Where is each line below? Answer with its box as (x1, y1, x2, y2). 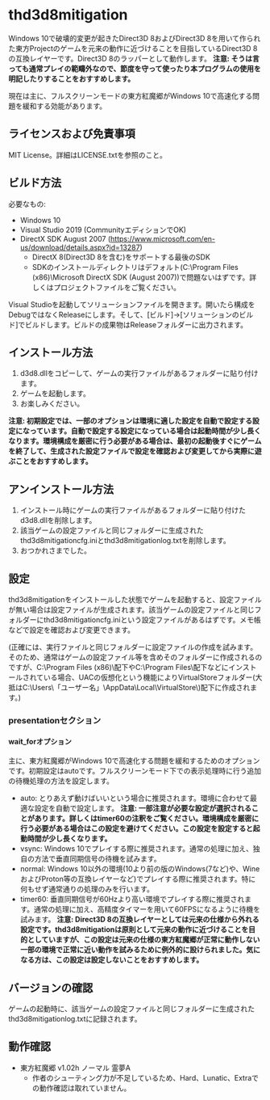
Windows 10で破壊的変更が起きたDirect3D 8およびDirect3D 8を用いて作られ (8, 33, 261, 43)
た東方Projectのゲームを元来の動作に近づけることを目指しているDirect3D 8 (8, 43, 258, 53)
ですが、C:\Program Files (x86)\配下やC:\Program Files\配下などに (8, 663, 229, 672)
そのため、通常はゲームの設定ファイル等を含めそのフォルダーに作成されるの (8, 652, 263, 662)
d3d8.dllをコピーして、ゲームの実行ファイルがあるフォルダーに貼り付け (19, 369, 259, 378)
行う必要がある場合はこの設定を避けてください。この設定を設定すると (19, 824, 254, 833)
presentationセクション (8, 714, 102, 726)
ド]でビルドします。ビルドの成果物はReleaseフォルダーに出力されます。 (8, 319, 248, 329)
